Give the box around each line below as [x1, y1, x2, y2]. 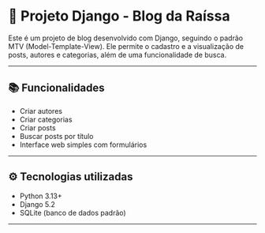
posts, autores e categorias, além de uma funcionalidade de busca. [8, 50, 227, 59]
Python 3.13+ [19, 191, 63, 201]
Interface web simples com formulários [19, 140, 147, 149]
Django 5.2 [19, 199, 55, 209]
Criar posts [19, 122, 57, 133]
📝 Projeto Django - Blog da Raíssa [8, 7, 230, 25]
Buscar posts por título [19, 131, 94, 141]
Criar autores [19, 106, 63, 115]
